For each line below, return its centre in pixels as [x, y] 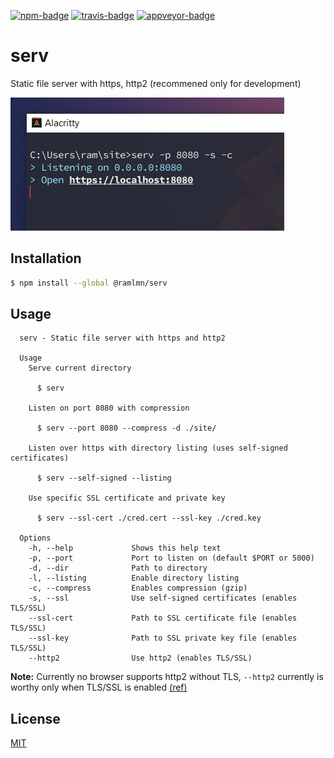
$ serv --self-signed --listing [104, 478]
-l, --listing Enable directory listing [134, 578]
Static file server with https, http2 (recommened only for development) [156, 83]
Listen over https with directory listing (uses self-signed [158, 448]
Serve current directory [80, 368]
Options [35, 538]
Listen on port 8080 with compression [109, 408]
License [35, 718]
